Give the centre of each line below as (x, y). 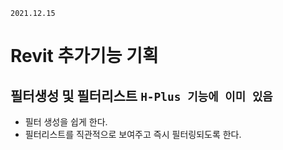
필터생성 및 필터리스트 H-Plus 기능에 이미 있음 (141, 95)
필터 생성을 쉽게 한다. (66, 122)
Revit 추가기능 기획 (84, 56)
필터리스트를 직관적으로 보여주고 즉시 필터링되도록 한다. (133, 134)
